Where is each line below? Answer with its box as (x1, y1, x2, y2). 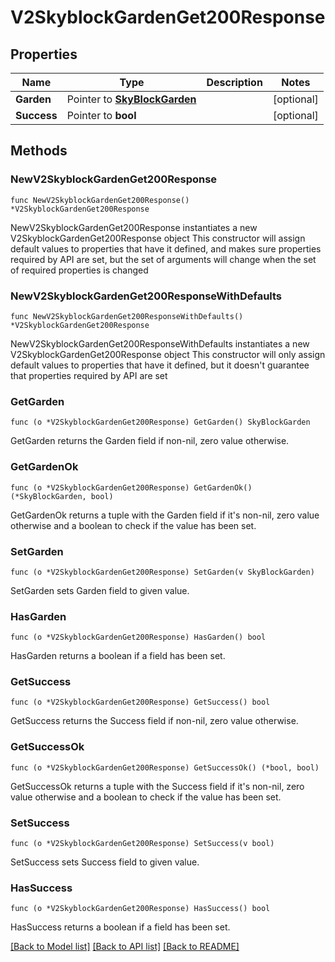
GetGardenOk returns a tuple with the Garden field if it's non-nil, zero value (10, 509, 320, 521)
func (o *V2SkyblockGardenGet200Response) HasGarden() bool (10, 632, 267, 643)
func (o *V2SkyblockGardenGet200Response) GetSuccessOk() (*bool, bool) (10, 762, 320, 773)
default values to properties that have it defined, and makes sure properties (10, 242, 322, 255)
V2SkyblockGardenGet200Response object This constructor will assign (10, 232, 306, 244)
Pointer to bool (66, 109, 137, 122)
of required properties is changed (10, 264, 149, 276)
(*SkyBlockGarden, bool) (10, 491, 114, 501)
